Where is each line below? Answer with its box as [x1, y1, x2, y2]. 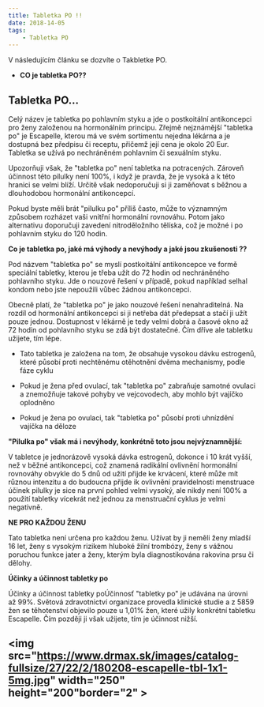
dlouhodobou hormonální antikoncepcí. [8, 189, 136, 198]
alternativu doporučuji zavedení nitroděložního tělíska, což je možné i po [8, 220, 244, 230]
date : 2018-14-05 [8, 19, 65, 27]
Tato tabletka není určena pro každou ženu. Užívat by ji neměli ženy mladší [8, 533, 251, 543]
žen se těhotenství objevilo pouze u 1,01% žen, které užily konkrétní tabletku [8, 606, 256, 615]
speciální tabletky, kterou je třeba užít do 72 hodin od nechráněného [8, 268, 230, 277]
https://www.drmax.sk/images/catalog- [36, 649, 239, 663]
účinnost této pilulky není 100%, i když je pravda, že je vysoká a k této [8, 171, 236, 182]
